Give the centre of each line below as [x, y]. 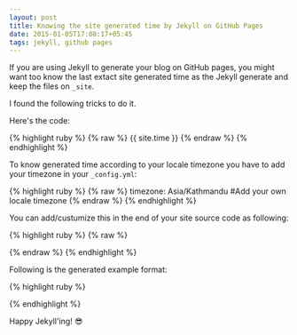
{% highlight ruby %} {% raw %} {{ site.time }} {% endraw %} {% [129, 138]
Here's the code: [40, 121]
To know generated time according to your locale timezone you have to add [147, 164]
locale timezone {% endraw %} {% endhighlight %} [103, 201]
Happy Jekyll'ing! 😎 [46, 322]
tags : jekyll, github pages [61, 42]
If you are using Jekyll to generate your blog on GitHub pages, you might [142, 68]
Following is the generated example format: [88, 270]
